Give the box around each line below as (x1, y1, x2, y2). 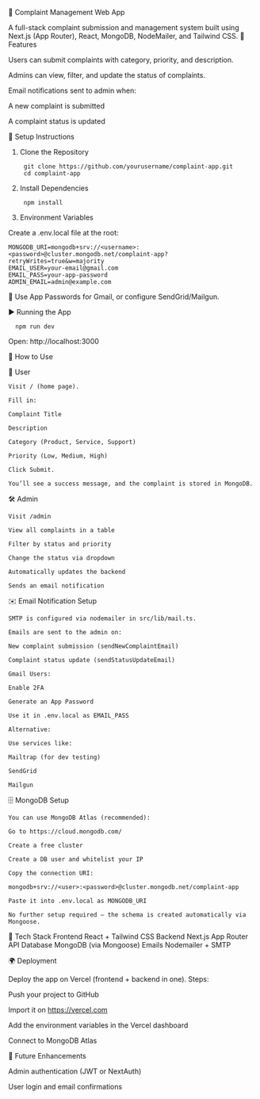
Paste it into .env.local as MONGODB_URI (8, 897, 147, 905)
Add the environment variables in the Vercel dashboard (8, 1020, 189, 1030)
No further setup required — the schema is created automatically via (8, 911, 247, 919)
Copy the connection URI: (8, 869, 94, 877)
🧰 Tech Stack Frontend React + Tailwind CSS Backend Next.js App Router (8, 932, 248, 941)
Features (8, 40, 37, 49)
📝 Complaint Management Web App (8, 8, 125, 17)
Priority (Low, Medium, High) (8, 452, 109, 460)
